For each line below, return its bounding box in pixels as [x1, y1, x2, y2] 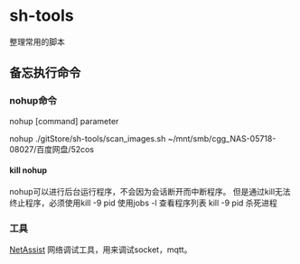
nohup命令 [9, 95, 57, 107]
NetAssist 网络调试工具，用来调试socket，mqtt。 [9, 244, 192, 255]
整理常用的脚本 [9, 36, 65, 47]
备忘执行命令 [9, 65, 81, 81]
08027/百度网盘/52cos [9, 143, 95, 154]
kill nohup [9, 165, 48, 176]
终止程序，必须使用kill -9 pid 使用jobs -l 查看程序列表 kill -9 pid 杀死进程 [9, 197, 278, 208]
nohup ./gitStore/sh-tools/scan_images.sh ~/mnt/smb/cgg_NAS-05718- [9, 132, 277, 144]
